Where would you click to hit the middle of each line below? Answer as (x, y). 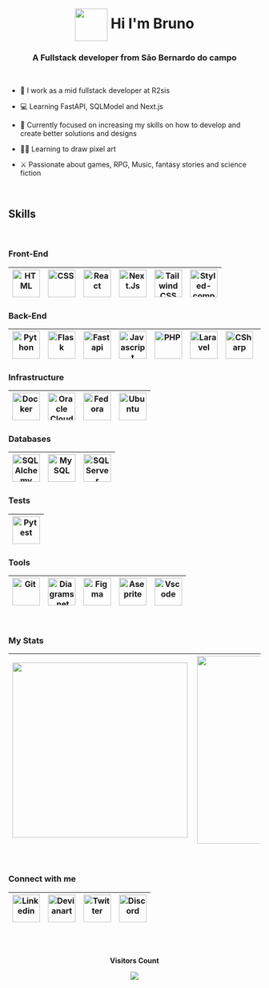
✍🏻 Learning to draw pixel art (68, 149)
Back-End (28, 315)
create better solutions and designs (78, 134)
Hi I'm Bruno (153, 24)
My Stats (26, 641)
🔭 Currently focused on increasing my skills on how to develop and (130, 125)
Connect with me (42, 879)
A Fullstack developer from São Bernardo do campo (134, 58)
